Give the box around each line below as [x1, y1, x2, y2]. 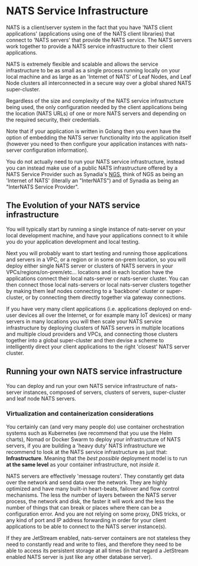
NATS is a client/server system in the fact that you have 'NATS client [6, 24, 173, 31]
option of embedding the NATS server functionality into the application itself [6, 133, 191, 141]
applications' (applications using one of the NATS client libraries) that [6, 30, 175, 37]
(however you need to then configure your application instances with [6, 140, 174, 147]
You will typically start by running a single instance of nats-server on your [6, 225, 186, 233]
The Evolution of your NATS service [6, 201, 141, 211]
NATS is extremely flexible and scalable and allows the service [6, 61, 158, 68]
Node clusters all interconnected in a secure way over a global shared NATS [6, 79, 191, 87]
